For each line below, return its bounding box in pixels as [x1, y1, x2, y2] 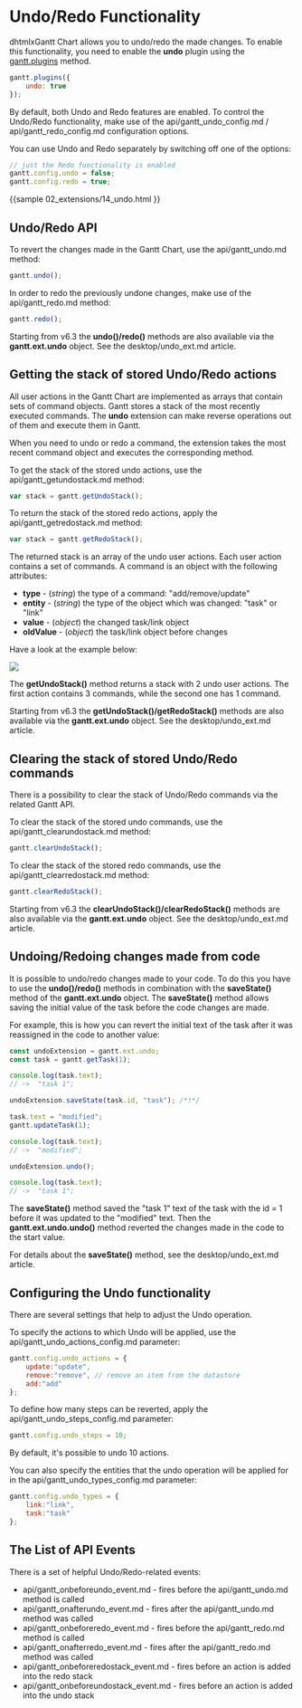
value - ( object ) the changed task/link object [22, 617, 190, 628]
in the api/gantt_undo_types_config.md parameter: [9, 1474, 197, 1485]
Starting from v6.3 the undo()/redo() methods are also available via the [9, 330, 274, 341]
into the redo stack [22, 1670, 93, 1681]
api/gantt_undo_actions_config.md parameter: [9, 1337, 181, 1347]
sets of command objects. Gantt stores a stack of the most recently [9, 400, 260, 411]
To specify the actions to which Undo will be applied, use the [9, 1327, 237, 1337]
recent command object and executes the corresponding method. [9, 446, 255, 458]
